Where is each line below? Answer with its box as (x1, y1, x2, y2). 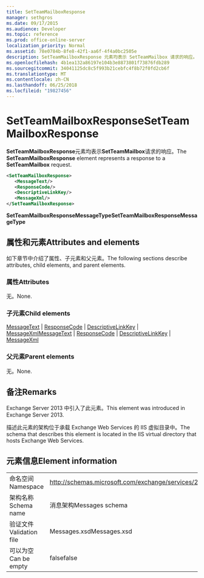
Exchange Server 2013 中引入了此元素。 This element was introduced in (6, 404, 185, 411)
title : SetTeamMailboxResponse (6, 8, 86, 15)
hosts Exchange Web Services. (6, 437, 84, 444)
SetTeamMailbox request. (6, 161, 72, 168)
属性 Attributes (6, 277, 50, 286)
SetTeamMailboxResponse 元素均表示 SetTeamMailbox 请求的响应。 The (6, 147, 187, 155)
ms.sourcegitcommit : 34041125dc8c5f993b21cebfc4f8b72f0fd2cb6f (6, 65, 170, 72)
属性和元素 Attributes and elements (6, 237, 140, 247)
